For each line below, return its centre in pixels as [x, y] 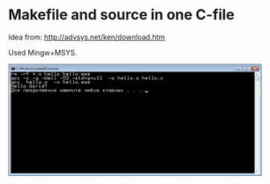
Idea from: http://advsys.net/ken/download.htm [87, 37]
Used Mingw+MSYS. [43, 52]
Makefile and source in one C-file [121, 15]
